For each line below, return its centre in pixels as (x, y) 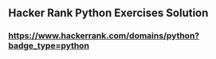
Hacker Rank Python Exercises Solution (108, 13)
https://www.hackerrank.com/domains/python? (104, 36)
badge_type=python (49, 45)
